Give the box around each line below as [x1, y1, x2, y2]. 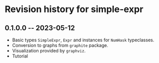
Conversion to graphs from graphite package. [12, 42, 108, 48]
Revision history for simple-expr [5, 4, 144, 15]
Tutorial [12, 53, 28, 59]
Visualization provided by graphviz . [12, 48, 86, 53]
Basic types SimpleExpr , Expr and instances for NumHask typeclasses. [12, 37, 154, 43]
